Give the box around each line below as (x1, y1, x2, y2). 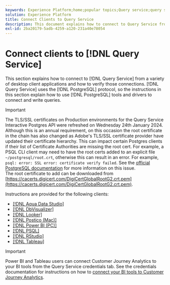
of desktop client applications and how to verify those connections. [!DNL (5, 81, 159, 87)
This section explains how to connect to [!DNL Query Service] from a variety (5, 75, 164, 82)
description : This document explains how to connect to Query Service (5, 21, 157, 27)
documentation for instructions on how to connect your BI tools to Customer (5, 269, 164, 275)
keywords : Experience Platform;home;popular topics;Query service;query (5, 7, 162, 13)
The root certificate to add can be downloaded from (5, 171, 114, 177)
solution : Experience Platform (5, 12, 71, 17)
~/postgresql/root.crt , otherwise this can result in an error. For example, (5, 154, 159, 160)
